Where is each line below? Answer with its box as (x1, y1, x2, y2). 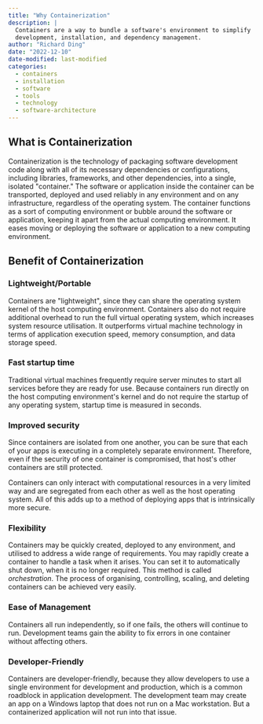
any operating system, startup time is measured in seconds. (8, 400, 202, 410)
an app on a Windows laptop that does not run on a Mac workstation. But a (8, 699, 250, 708)
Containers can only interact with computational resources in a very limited (8, 478, 251, 487)
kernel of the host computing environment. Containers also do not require (8, 304, 247, 314)
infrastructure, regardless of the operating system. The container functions (8, 198, 251, 208)
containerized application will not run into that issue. (8, 707, 177, 716)
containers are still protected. (8, 463, 104, 472)
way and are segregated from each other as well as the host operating (8, 487, 236, 496)
